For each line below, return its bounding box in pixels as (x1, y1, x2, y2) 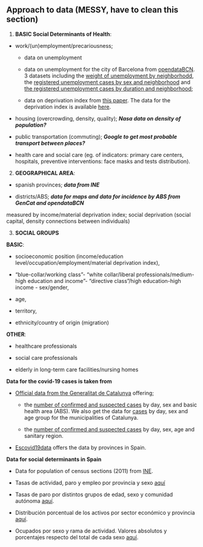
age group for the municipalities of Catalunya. (24, 414, 139, 421)
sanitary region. (24, 432, 64, 439)
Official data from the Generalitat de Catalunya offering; (15, 389, 155, 396)
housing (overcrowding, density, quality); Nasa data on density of (15, 114, 181, 122)
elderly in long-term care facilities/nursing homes (15, 366, 139, 373)
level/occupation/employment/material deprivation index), (15, 259, 160, 266)
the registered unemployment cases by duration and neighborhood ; (24, 85, 193, 92)
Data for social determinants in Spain (6, 456, 102, 463)
